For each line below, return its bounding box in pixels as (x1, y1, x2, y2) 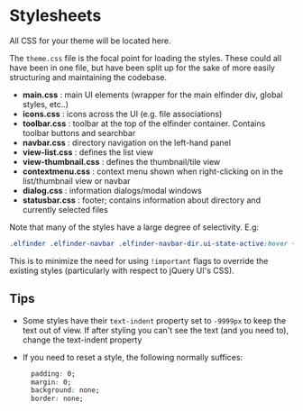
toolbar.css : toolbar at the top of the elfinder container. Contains (22, 118, 266, 129)
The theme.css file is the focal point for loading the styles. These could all (9, 52, 282, 63)
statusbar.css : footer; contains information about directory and (22, 195, 262, 205)
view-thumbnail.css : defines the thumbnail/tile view (22, 156, 221, 167)
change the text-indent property (22, 334, 142, 345)
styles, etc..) (22, 98, 69, 109)
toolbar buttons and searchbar (22, 127, 136, 138)
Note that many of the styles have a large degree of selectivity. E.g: (9, 222, 260, 233)
